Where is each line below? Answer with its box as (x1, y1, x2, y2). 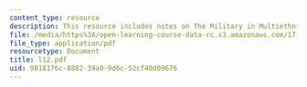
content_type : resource (9, 13, 101, 23)
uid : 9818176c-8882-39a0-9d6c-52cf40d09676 (9, 64, 178, 73)
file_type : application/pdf (9, 38, 117, 48)
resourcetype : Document (9, 47, 101, 56)
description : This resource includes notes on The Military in (9, 22, 256, 31)
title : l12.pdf (9, 55, 68, 64)
